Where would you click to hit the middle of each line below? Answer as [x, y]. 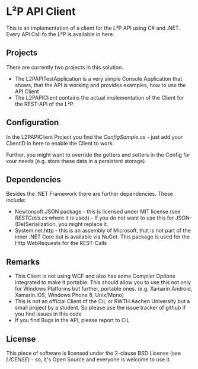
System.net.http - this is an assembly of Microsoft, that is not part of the [103, 231]
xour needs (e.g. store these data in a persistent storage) [76, 161]
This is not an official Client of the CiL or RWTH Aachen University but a [102, 301]
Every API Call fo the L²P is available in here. [60, 34]
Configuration [33, 123]
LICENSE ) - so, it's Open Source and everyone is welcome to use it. [89, 360]
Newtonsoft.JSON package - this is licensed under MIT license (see [98, 212]
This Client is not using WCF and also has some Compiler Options [95, 276]
